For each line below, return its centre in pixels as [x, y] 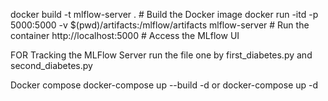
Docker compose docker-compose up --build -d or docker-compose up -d [164, 85]
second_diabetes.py [51, 65]
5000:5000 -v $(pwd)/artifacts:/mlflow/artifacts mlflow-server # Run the [160, 25]
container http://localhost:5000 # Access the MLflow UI [125, 35]
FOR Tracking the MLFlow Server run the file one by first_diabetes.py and [161, 55]
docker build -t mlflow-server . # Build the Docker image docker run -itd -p [164, 14]
